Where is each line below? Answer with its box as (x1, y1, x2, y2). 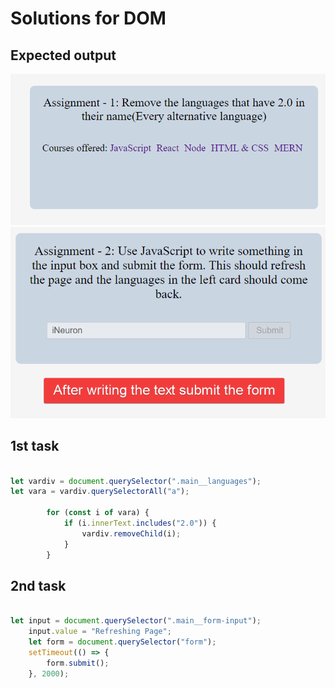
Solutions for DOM (10, 7, 167, 30)
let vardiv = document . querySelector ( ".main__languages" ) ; (10, 476, 262, 486)
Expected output (10, 47, 117, 64)
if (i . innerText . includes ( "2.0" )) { (63, 518, 217, 529)
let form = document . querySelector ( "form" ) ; (28, 637, 217, 647)
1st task (10, 438, 60, 455)
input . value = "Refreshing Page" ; (28, 627, 172, 637)
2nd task (10, 577, 67, 594)
